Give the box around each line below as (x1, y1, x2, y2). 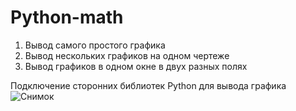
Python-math (10, 6, 124, 29)
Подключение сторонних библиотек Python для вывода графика (10, 79, 287, 91)
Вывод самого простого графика (24, 39, 166, 51)
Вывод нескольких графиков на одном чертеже (24, 49, 230, 61)
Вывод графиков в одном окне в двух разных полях (24, 60, 248, 72)
